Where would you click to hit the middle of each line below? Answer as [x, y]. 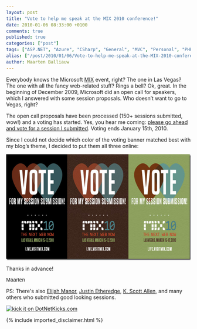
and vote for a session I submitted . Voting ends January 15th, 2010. [87, 128]
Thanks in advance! [30, 268]
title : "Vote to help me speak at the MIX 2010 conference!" [82, 19]
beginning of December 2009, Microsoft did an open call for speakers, [91, 92]
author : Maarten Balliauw [38, 62]
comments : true [25, 31]
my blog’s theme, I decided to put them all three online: [72, 146]
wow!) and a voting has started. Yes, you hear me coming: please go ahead [97, 122]
